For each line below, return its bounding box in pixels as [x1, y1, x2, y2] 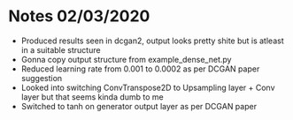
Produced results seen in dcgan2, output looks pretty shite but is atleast [20, 35, 284, 46]
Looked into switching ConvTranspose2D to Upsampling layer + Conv [20, 82, 275, 93]
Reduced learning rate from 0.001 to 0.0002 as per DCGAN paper [20, 64, 260, 74]
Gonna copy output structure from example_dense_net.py [20, 54, 232, 64]
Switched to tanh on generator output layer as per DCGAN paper [20, 101, 258, 111]
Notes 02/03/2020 [8, 6, 150, 26]
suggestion [20, 72, 63, 83]
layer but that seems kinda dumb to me [20, 91, 165, 102]
